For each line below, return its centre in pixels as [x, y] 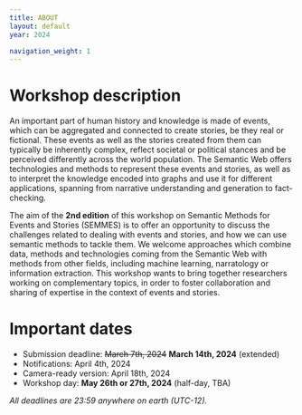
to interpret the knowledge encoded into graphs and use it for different [141, 179]
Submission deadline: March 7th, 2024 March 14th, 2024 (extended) [151, 354]
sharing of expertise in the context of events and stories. [115, 293]
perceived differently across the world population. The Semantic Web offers [151, 159]
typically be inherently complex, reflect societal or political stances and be [148, 150]
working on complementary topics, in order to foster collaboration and [140, 283]
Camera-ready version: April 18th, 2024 [96, 373]
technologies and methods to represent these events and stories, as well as [150, 169]
